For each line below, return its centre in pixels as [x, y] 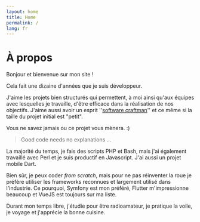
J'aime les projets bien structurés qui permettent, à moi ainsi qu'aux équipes [100, 98]
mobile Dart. [21, 164]
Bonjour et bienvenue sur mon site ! [50, 75]
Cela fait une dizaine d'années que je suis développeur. [74, 86]
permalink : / [22, 23]
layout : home [22, 12]
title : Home [21, 17]
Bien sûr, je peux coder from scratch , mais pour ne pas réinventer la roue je [99, 175]
